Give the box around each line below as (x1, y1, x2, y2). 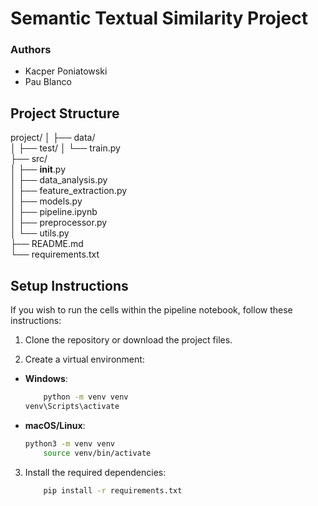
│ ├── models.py (10, 195, 83, 207)
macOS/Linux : (24, 419, 86, 431)
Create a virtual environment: (24, 353, 145, 366)
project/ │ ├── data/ (10, 132, 96, 144)
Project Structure (10, 105, 120, 122)
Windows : (24, 373, 68, 385)
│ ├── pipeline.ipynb (10, 206, 98, 218)
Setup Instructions (10, 277, 129, 294)
